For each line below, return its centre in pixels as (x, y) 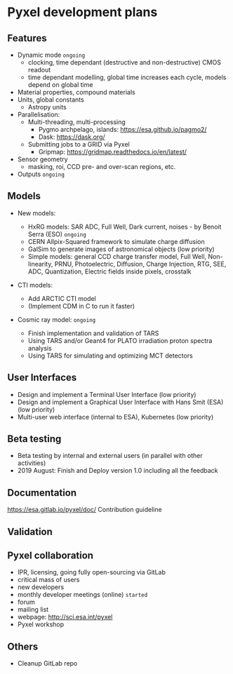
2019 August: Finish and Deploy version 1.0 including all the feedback (118, 471)
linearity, (40, 264)
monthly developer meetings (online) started (82, 595)
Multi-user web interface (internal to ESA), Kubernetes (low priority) (115, 417)
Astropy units (47, 107)
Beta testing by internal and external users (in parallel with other (110, 456)
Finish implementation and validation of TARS (93, 333)
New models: (36, 213)
